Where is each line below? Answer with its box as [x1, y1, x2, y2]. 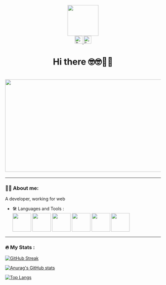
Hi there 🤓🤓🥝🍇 [52, 56, 114, 68]
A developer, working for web [5, 196, 65, 202]
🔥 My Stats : [5, 244, 35, 251]
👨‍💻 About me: [5, 185, 39, 192]
